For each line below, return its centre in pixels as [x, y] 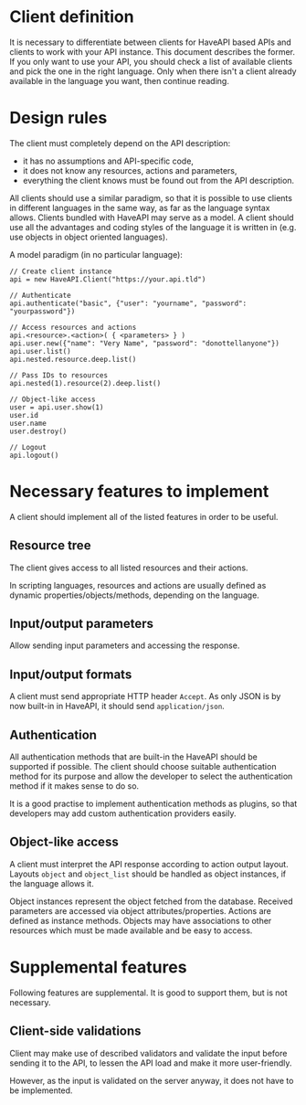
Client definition [72, 17]
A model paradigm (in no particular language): [96, 254]
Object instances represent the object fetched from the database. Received [151, 901]
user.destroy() [38, 431]
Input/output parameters [81, 624]
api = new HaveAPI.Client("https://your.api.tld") [108, 279]
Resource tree [50, 546]
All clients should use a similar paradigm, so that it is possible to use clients [151, 197]
